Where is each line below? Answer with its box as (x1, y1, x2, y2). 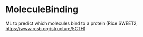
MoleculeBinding (5, 4, 79, 15)
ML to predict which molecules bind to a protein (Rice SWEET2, (5, 20, 138, 26)
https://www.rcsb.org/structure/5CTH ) (5, 25, 86, 31)
